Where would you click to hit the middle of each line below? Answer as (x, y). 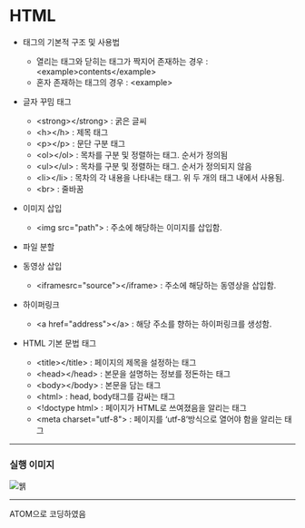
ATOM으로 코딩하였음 (48, 514)
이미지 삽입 (42, 208)
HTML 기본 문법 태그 (59, 343)
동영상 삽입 (42, 266)
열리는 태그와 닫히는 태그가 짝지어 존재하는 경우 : (122, 61)
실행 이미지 (32, 464)
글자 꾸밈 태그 (47, 102)
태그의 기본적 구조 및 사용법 (71, 42)
